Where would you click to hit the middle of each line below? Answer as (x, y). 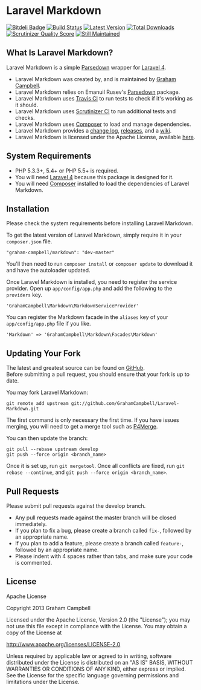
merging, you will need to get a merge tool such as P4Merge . (82, 427)
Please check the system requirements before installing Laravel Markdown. (100, 223)
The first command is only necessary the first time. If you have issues (93, 420)
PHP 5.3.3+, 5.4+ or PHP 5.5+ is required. (67, 171)
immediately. (31, 524)
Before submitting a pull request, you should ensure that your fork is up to (98, 374)
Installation (28, 209)
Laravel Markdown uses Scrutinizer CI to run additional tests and (95, 111)
